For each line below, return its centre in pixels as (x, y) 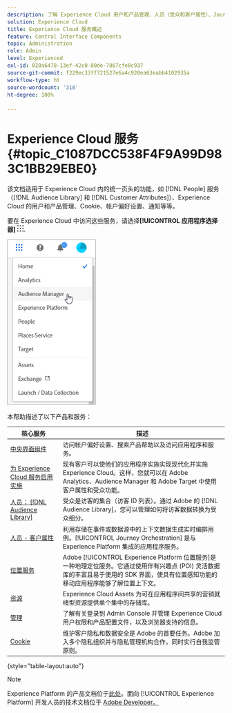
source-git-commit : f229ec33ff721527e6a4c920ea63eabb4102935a (98, 72)
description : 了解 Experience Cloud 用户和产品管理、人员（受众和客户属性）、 (110, 14)
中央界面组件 (28, 449)
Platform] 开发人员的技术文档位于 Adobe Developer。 (83, 702)
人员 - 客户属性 (32, 538)
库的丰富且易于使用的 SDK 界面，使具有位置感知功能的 (140, 574)
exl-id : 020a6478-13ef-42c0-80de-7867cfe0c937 (75, 66)
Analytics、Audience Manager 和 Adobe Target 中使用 (139, 481)
